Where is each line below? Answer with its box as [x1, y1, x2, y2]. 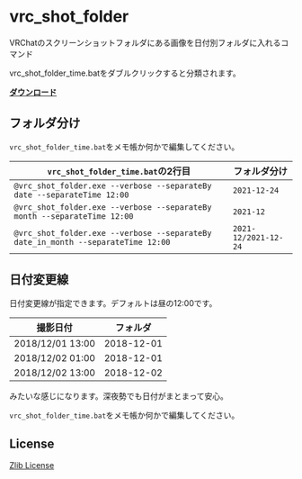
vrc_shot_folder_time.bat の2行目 [47, 165, 191, 177]
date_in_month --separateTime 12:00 [13, 237, 171, 247]
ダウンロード [9, 86, 57, 97]
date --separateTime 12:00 [13, 189, 129, 200]
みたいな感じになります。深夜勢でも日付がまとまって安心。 [9, 390, 229, 402]
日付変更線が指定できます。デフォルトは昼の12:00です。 [9, 297, 218, 308]
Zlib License [9, 460, 55, 471]
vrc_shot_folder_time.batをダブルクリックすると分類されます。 [9, 68, 241, 78]
